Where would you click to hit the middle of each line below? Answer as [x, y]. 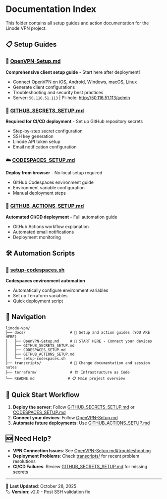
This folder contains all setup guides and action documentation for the [77, 23]
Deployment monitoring [37, 237]
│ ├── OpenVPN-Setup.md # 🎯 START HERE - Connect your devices [79, 341]
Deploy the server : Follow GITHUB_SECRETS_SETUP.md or [74, 407]
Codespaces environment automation [46, 281]
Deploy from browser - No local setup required [54, 173]
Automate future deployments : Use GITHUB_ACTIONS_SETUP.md [81, 423]
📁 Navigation [26, 316]
